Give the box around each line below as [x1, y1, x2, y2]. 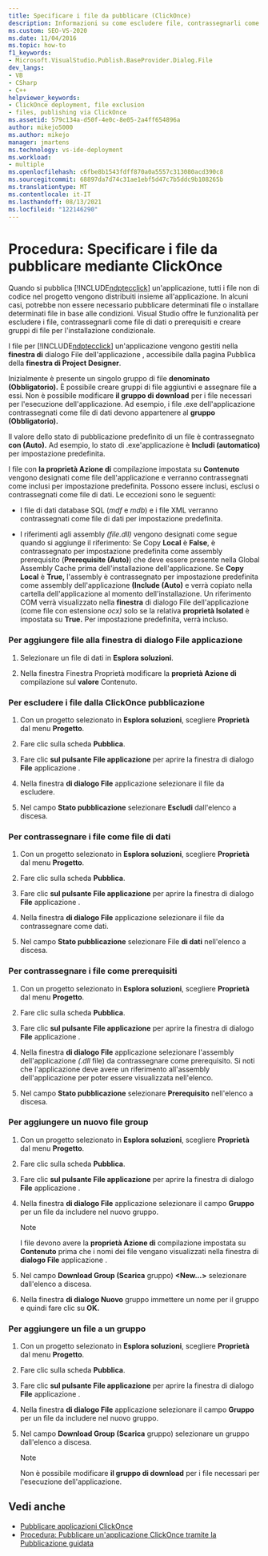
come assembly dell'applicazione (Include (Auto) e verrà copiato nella [19, 581, 253, 590]
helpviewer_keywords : [8, 94, 81, 102]
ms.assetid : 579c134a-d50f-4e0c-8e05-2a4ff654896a [8, 116, 181, 124]
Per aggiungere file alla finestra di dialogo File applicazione [8, 634, 243, 645]
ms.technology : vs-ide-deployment [8, 146, 124, 154]
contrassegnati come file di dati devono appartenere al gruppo [8, 408, 216, 417]
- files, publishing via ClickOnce [8, 109, 127, 117]
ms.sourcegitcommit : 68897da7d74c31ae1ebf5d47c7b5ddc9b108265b [8, 175, 224, 184]
